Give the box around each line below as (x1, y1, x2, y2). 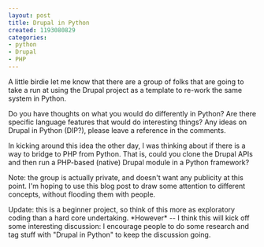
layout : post (8, 11, 51, 20)
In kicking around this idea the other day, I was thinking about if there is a (8, 141, 246, 150)
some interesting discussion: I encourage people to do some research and (8, 221, 250, 230)
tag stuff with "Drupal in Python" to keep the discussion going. (8, 230, 211, 239)
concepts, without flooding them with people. (8, 190, 156, 199)
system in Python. (8, 94, 67, 103)
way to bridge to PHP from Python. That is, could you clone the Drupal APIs (8, 149, 254, 158)
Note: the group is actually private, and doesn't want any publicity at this (8, 172, 244, 182)
